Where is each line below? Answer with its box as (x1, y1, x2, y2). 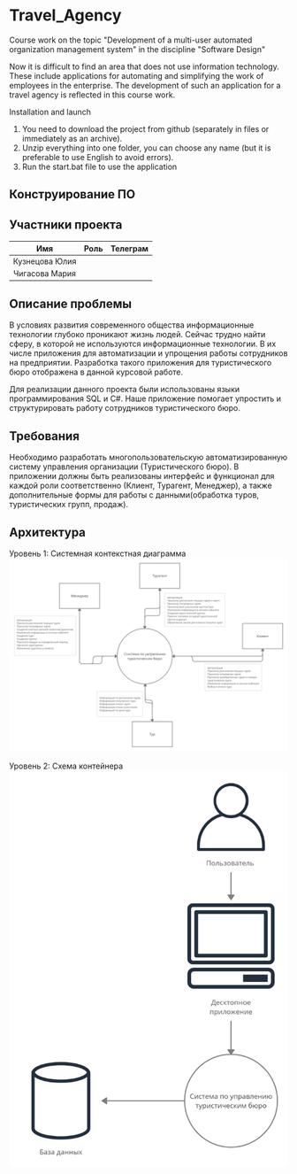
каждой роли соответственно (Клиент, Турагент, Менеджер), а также (9, 480, 272, 491)
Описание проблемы (9, 297, 133, 312)
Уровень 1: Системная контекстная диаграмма (9, 548, 187, 559)
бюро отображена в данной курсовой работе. (9, 367, 184, 377)
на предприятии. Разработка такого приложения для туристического (9, 358, 272, 368)
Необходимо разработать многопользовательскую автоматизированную (9, 452, 288, 463)
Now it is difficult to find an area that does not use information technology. (9, 61, 280, 72)
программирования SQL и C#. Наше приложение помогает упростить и (9, 393, 281, 404)
